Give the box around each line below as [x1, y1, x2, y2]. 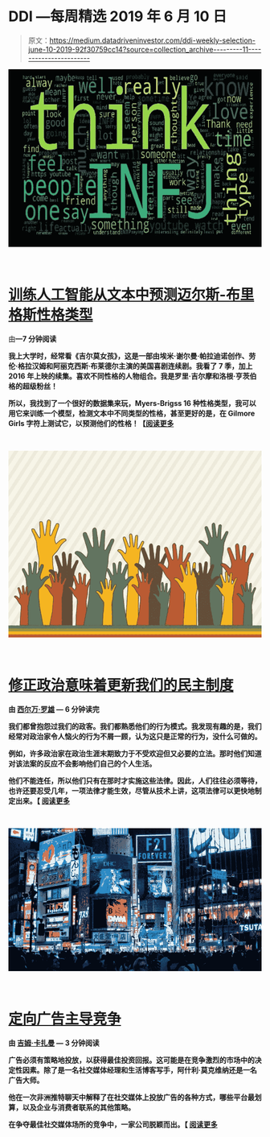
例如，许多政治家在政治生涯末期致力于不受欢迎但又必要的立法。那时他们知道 [8, 749, 262, 759]
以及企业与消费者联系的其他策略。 [22, 1102, 135, 1112]
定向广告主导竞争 [8, 1010, 122, 1027]
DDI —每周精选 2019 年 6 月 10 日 [8, 7, 227, 26]
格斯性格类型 [8, 305, 94, 324]
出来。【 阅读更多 [14, 796, 71, 806]
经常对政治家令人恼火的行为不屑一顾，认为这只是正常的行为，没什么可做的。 [8, 732, 262, 742]
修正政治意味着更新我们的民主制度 [8, 676, 235, 695]
